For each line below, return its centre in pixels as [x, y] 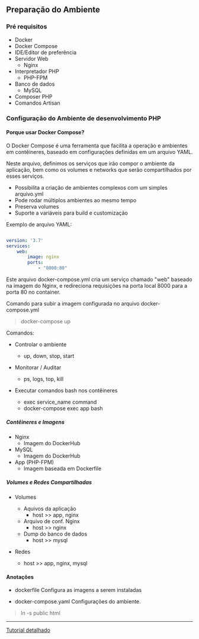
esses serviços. [25, 176]
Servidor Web [31, 58]
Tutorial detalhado [28, 630]
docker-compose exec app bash [63, 408]
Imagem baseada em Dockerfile [62, 468]
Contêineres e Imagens [36, 422]
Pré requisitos [27, 27]
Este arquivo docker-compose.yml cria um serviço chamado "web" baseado [99, 279]
